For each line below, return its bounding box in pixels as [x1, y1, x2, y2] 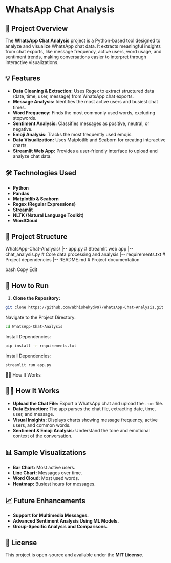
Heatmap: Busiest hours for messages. [12, 481, 96, 487]
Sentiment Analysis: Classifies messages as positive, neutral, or [12, 120, 149, 127]
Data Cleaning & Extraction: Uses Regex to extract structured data [12, 88, 155, 94]
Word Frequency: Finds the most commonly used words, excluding [12, 109, 155, 116]
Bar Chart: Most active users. [12, 465, 76, 471]
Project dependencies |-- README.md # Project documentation [5, 257, 140, 263]
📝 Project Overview [5, 24, 68, 33]
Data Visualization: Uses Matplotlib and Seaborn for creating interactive [12, 137, 166, 143]
